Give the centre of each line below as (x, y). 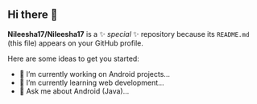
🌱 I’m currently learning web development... (91, 82)
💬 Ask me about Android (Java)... (74, 91)
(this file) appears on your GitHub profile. (76, 43)
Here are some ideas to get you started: (74, 58)
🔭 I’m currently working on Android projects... (95, 74)
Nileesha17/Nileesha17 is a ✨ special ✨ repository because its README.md (128, 34)
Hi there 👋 (33, 15)
